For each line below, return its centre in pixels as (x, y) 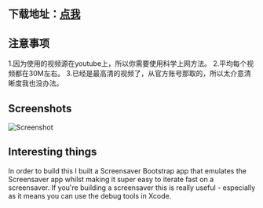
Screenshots (40, 108)
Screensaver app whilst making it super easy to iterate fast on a (111, 179)
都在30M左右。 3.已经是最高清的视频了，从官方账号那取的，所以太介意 (130, 74)
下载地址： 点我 (44, 14)
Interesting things (53, 152)
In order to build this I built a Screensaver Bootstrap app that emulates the (128, 170)
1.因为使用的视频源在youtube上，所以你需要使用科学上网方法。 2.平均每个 (128, 64)
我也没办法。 (42, 83)
